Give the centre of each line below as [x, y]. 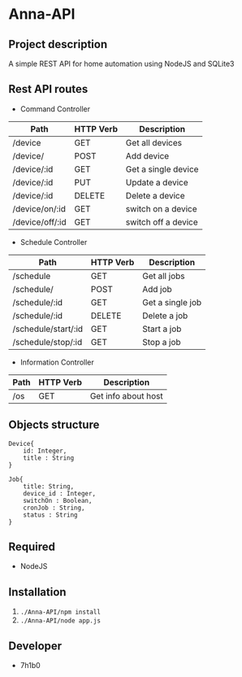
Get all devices [154, 142]
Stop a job [161, 342]
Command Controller [55, 109]
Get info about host [127, 395]
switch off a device [162, 222]
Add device [147, 155]
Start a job [162, 329]
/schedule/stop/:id [48, 342]
